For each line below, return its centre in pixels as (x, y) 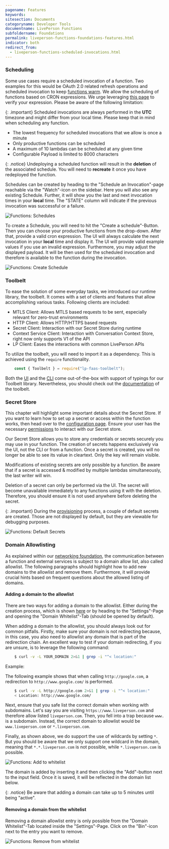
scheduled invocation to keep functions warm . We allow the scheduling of (82, 91)
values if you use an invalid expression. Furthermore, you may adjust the (80, 247)
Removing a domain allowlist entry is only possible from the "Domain (76, 821)
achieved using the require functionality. (47, 360)
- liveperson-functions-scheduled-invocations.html (65, 52)
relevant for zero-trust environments (50, 317)
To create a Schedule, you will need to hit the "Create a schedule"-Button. (82, 225)
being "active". (21, 798)
